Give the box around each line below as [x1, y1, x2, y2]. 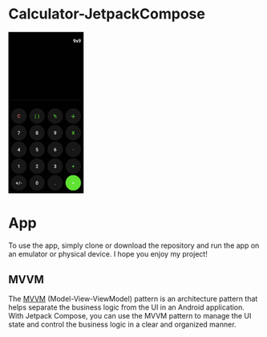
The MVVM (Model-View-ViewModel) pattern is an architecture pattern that [8, 294, 258, 304]
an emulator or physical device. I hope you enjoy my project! [8, 249, 208, 259]
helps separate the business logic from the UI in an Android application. [8, 302, 245, 312]
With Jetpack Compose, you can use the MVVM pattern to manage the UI [8, 311, 252, 321]
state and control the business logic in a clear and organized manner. [8, 319, 237, 330]
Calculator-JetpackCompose [8, 5, 206, 23]
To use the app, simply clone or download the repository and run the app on [8, 240, 260, 250]
